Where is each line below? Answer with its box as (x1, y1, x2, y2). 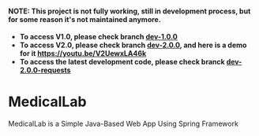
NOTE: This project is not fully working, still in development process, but (8, 6, 251, 16)
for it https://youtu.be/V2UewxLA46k (19, 49, 147, 58)
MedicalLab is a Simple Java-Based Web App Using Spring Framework (8, 119, 239, 129)
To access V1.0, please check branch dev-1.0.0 (19, 32, 178, 42)
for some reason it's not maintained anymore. (8, 14, 162, 24)
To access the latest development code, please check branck (19, 57, 225, 67)
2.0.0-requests (19, 65, 71, 75)
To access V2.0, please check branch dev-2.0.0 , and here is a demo (19, 40, 247, 50)
